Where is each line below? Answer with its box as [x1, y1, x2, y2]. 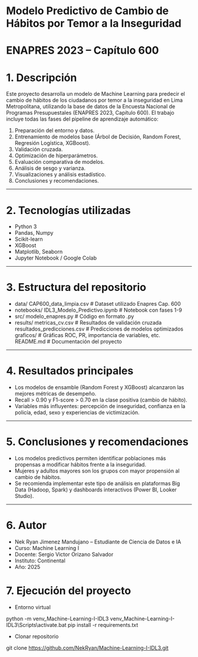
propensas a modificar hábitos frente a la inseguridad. [14, 461, 146, 468]
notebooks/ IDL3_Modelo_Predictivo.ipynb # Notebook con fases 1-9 [14, 306, 183, 314]
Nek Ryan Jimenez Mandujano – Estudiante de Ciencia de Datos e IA [14, 538, 181, 545]
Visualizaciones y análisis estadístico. [14, 171, 106, 178]
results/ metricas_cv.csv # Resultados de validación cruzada [14, 319, 162, 326]
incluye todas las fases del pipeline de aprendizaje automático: [6, 115, 159, 122]
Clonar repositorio [14, 633, 59, 640]
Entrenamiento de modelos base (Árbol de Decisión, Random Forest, [14, 133, 181, 140]
